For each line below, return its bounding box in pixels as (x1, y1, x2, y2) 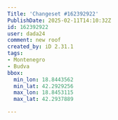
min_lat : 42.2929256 (13, 83, 74, 90)
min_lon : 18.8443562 (13, 76, 74, 83)
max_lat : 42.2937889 (13, 96, 74, 103)
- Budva (7, 63, 30, 70)
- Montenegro (7, 56, 46, 64)
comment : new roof (7, 37, 61, 44)
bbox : (7, 69, 23, 76)
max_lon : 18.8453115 (13, 89, 74, 96)
